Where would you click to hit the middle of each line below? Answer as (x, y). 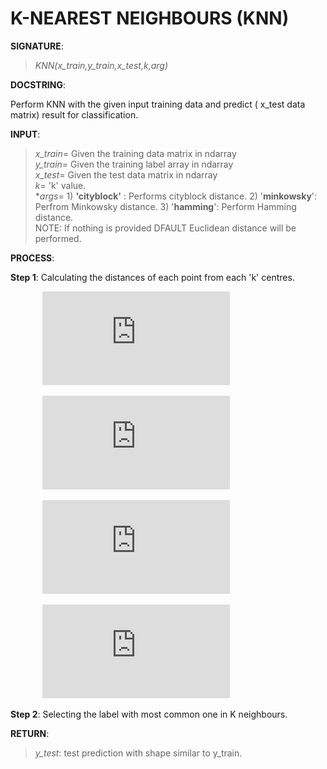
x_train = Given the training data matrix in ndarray (135, 153)
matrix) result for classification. (74, 114)
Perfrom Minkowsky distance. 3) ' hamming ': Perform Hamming (165, 206)
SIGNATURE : (37, 46)
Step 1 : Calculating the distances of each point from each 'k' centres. (152, 277)
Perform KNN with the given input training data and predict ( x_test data (158, 104)
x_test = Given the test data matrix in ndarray (126, 174)
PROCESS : (32, 258)
